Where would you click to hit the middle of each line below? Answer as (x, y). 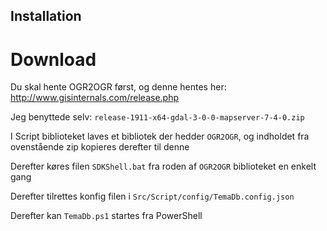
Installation (46, 16)
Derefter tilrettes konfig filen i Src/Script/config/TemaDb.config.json (152, 196)
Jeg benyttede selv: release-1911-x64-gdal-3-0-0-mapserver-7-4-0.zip (157, 117)
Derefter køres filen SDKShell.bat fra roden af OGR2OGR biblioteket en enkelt (163, 166)
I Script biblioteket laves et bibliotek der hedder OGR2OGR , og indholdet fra (160, 136)
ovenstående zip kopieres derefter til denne (100, 147)
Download (53, 59)
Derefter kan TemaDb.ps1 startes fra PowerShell (106, 216)
